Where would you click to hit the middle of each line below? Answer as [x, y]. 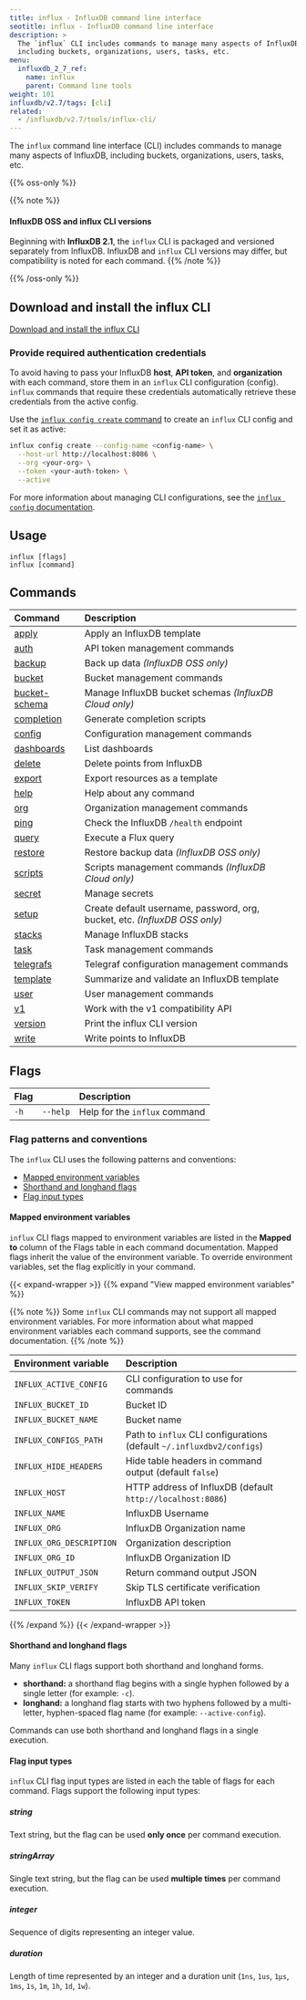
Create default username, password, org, [172, 909]
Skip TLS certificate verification [193, 1587]
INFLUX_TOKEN [42, 1602]
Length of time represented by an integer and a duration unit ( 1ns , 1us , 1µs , [149, 1976]
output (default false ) [173, 1472]
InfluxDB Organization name [186, 1527]
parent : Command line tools [79, 86]
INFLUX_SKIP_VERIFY [56, 1587]
